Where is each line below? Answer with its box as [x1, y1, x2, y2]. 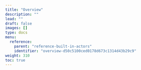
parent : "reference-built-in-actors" [14, 44, 92, 49]
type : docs [5, 30, 28, 35]
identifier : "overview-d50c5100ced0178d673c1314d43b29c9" [14, 48, 137, 53]
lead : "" [5, 16, 23, 21]
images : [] [5, 26, 28, 31]
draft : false [5, 21, 32, 26]
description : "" [5, 12, 39, 17]
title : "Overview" [5, 7, 43, 12]
